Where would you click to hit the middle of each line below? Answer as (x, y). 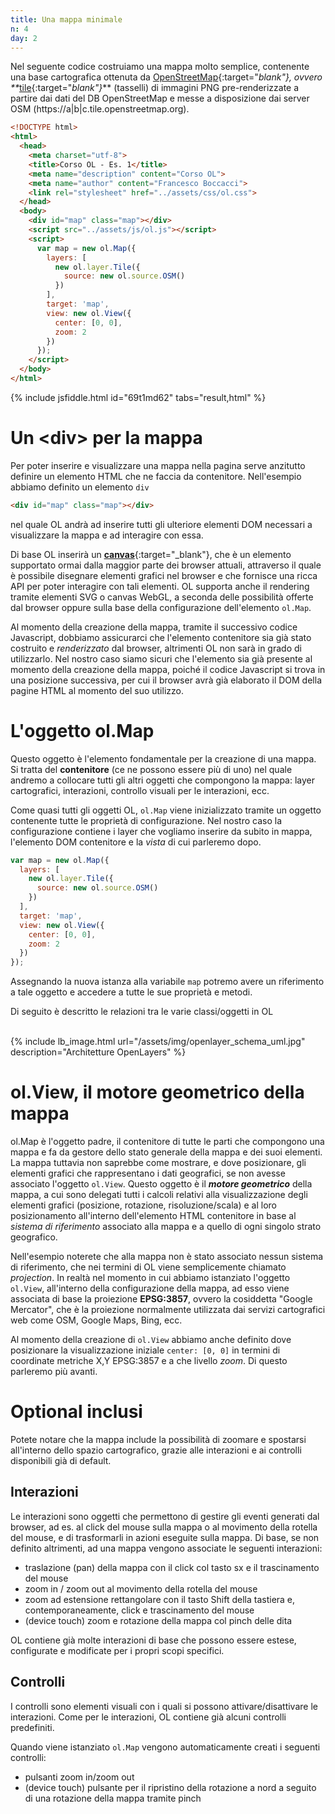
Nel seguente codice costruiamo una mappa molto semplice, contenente (160, 67)
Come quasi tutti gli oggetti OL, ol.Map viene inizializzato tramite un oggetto (166, 810)
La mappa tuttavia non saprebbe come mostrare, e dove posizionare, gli (158, 1163)
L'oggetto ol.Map (82, 730)
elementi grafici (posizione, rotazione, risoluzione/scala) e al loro (144, 1205)
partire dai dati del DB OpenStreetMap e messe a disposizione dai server (160, 98)
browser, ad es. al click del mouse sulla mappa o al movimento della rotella (164, 1527)
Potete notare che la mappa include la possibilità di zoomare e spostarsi (158, 1439)
